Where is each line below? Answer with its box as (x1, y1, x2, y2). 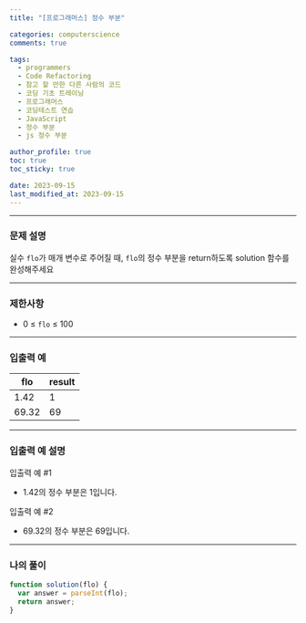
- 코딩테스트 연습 (17, 106, 75, 115)
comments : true (9, 38, 67, 47)
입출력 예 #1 (9, 467, 52, 478)
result (48, 376, 76, 389)
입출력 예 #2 (9, 505, 54, 516)
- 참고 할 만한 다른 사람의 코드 (17, 80, 121, 89)
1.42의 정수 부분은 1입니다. (22, 486, 117, 497)
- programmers (17, 63, 71, 73)
